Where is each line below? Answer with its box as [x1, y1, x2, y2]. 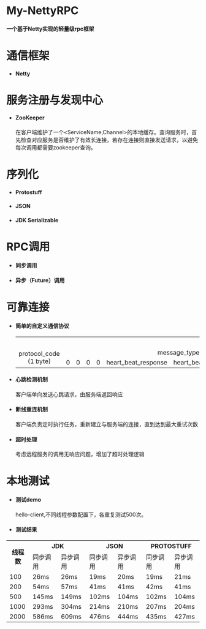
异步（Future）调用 [15, 277, 65, 284]
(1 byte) [27, 356, 51, 365]
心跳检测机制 [15, 376, 48, 383]
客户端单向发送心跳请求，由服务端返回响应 [15, 390, 123, 398]
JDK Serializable [15, 216, 59, 224]
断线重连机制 [15, 405, 48, 413]
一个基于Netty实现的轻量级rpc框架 [6, 25, 94, 32]
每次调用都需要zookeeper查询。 [15, 143, 96, 151]
